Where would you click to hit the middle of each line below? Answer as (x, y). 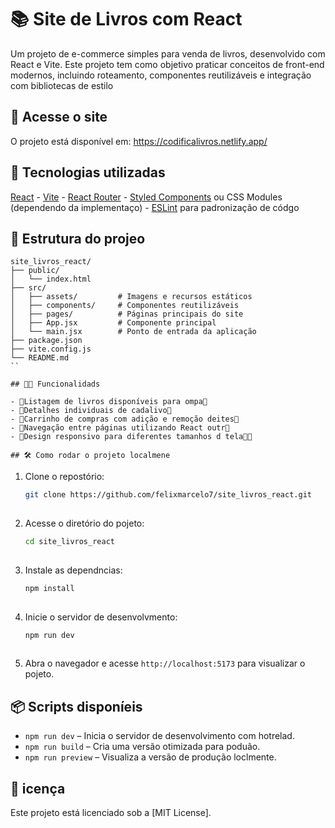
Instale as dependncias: (73, 570)
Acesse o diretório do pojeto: (84, 523)
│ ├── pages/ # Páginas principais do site (127, 314)
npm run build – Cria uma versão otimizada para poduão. (142, 747)
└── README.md (40, 358)
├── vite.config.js (51, 349)
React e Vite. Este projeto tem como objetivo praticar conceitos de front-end (167, 64)
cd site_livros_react (69, 542)
